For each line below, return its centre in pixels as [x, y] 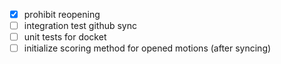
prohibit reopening [62, 14]
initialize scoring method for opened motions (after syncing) [147, 48]
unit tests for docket [65, 37]
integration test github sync [80, 26]
